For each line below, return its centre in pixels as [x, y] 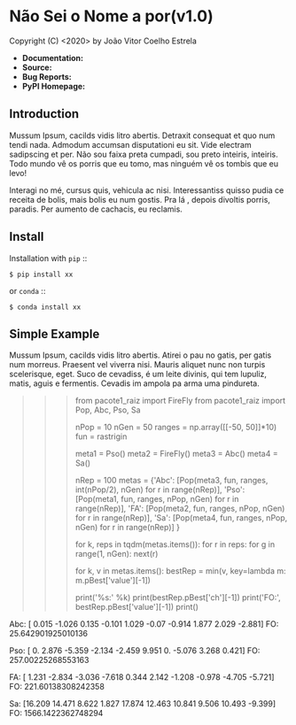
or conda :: [27, 290]
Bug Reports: [47, 76]
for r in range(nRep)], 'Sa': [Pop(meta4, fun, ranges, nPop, [181, 518]
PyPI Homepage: [54, 86]
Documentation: [53, 58]
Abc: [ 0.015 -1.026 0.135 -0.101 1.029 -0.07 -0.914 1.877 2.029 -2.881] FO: [144, 624]
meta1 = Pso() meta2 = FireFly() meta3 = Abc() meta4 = [176, 454]
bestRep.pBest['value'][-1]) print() [137, 607]
